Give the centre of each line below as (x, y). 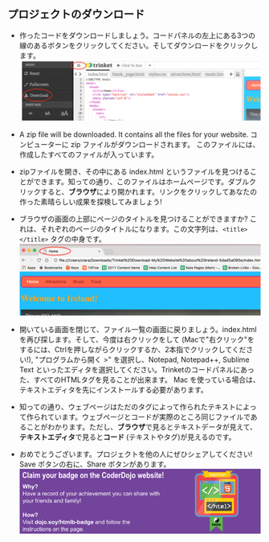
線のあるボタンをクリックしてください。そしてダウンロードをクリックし (139, 45)
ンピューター (40, 144)
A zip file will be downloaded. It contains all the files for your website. (134, 134)
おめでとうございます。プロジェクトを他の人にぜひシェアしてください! (136, 454)
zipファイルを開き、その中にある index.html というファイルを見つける (134, 171)
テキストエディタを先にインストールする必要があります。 (113, 390)
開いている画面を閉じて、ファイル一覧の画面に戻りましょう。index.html (138, 330)
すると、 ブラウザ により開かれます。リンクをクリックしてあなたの (149, 191)
